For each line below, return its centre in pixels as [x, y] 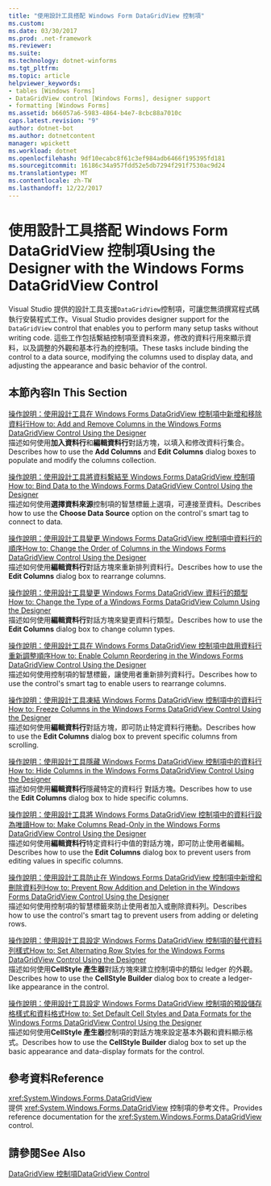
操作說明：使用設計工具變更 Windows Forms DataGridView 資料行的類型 [128, 593]
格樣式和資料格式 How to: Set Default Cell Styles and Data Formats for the [130, 1013]
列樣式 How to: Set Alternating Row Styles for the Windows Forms [117, 950]
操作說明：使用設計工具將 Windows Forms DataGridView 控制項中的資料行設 [135, 814]
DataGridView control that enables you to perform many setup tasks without [133, 328]
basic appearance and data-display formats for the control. [106, 1051]
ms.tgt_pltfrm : [34, 69]
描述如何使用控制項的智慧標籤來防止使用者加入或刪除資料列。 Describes [128, 906]
